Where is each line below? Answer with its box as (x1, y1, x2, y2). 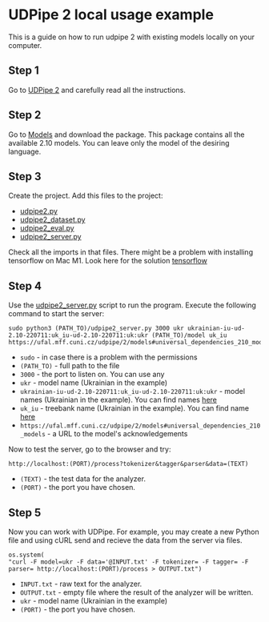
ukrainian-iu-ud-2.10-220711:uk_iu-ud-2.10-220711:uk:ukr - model (19, 387, 246, 396)
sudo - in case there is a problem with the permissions (19, 352, 198, 362)
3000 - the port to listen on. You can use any (19, 370, 165, 379)
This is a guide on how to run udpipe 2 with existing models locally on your (8, 32, 255, 42)
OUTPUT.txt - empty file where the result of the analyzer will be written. (19, 588, 254, 597)
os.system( (8, 551, 45, 559)
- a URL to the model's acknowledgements (46, 429, 188, 439)
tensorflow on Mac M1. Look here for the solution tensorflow (8, 256, 208, 266)
